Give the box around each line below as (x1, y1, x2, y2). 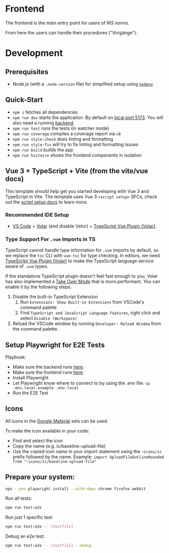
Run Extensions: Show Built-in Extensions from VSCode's (20, 299, 144, 305)
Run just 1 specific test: (5, 515, 54, 521)
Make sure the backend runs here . (12, 364, 85, 370)
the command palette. (12, 326, 59, 332)
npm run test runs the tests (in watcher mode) (12, 125, 109, 131)
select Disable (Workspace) (20, 315, 77, 322)
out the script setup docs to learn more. (5, 199, 88, 205)
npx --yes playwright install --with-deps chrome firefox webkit (5, 486, 146, 491)
